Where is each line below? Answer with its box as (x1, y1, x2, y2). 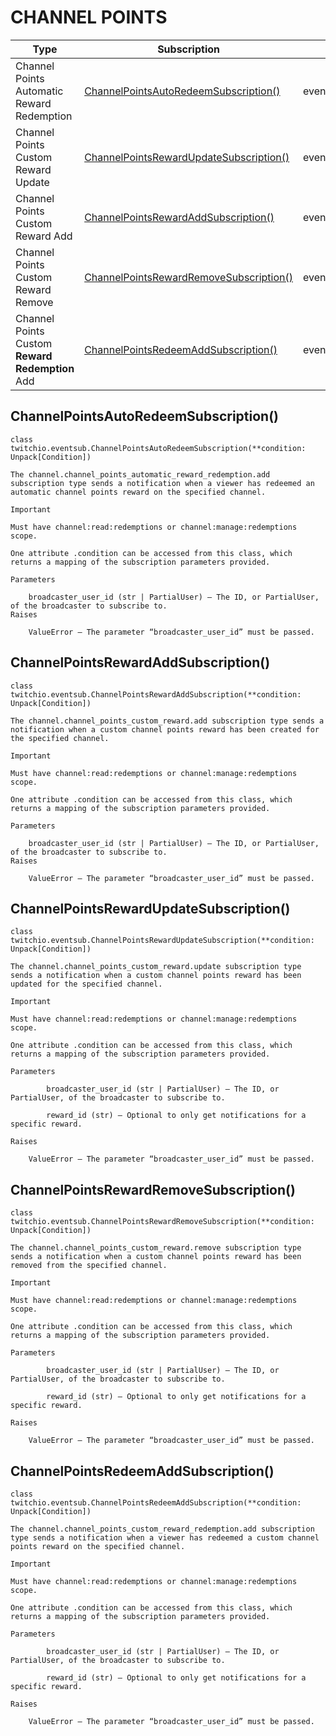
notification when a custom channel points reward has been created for (10, 724, 320, 735)
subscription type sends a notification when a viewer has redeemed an (10, 478, 315, 488)
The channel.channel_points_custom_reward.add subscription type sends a (10, 716, 325, 726)
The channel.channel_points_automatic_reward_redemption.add (10, 469, 271, 480)
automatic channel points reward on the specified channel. (10, 487, 267, 497)
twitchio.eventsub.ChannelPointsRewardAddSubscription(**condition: (10, 689, 302, 700)
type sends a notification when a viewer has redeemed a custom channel (10, 1533, 320, 1543)
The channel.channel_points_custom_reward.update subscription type (10, 962, 302, 972)
